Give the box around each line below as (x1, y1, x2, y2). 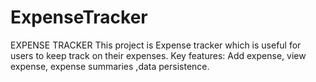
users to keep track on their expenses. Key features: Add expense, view (10, 49, 307, 61)
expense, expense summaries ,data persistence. (10, 60, 210, 72)
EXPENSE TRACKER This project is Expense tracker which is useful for (10, 39, 302, 51)
